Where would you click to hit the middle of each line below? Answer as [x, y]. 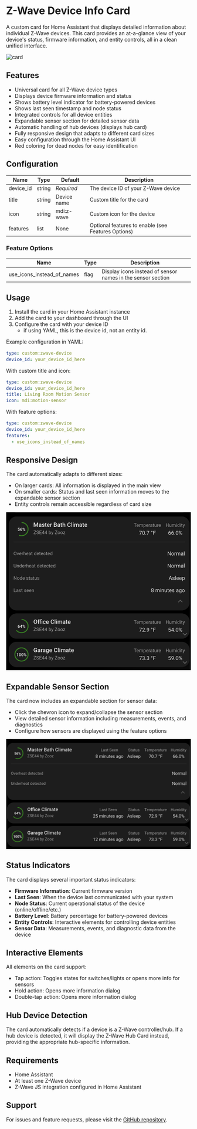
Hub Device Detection [47, 1015]
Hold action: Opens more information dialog [67, 991]
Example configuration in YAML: [45, 342]
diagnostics [28, 725]
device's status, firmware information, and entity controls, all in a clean [92, 39]
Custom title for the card [119, 200]
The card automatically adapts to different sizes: [64, 474]
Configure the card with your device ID [61, 324]
